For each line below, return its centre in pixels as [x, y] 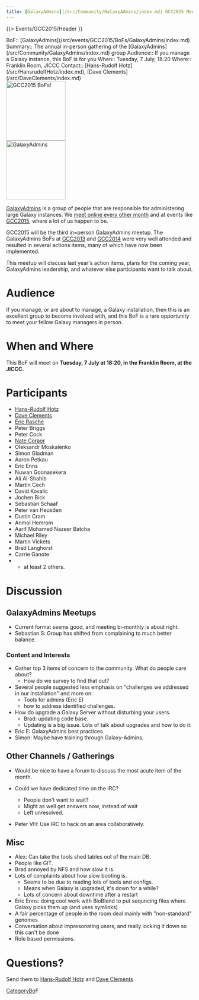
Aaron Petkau [31, 460]
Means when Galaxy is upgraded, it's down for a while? [91, 888]
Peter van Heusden [38, 510]
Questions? [35, 963]
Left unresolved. [44, 812]
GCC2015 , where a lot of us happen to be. [57, 221]
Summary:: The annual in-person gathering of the [67, 46]
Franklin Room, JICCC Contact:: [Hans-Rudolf [62, 65]
